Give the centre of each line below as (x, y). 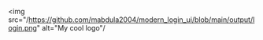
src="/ (19, 20)
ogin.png (23, 28)
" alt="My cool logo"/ (71, 28)
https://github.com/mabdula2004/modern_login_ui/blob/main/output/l (142, 20)
